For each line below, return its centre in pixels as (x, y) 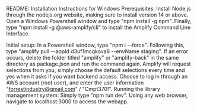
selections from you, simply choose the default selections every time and (96, 70)
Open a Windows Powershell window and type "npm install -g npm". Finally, (99, 21)
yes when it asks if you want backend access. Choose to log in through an (97, 76)
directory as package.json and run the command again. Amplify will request (99, 64)
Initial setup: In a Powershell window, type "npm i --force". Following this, (96, 45)
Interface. (18, 34)
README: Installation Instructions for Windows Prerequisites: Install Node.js (99, 9)
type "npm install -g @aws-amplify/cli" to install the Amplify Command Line (99, 27)
